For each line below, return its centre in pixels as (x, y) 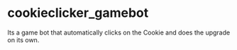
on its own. (23, 39)
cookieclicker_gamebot (78, 13)
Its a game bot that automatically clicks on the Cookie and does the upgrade (119, 32)
